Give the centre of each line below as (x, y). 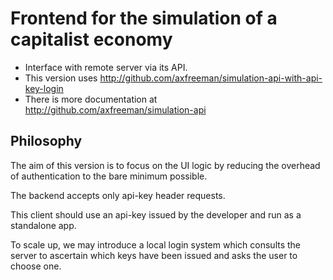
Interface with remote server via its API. (106, 67)
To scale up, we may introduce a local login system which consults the (156, 244)
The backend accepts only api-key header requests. (118, 195)
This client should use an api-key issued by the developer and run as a (156, 214)
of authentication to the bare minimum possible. (109, 176)
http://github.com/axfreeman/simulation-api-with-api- (211, 78)
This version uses (61, 78)
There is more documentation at (91, 99)
